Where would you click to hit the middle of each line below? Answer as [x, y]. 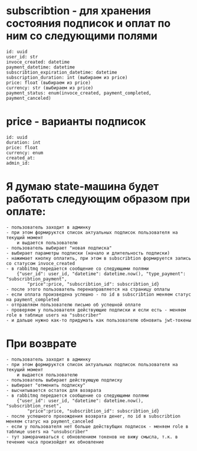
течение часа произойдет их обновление [55, 442]
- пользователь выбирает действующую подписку [64, 380]
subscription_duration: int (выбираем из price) [67, 77]
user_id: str [22, 57]
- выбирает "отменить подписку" [46, 385]
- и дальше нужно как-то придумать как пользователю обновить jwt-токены [99, 320]
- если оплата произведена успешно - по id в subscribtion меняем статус [99, 294]
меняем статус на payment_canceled [50, 421]
